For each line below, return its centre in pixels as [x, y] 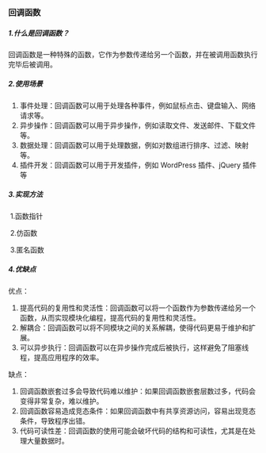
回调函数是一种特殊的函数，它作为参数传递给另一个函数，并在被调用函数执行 [133, 54]
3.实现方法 [26, 194]
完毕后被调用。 [32, 64]
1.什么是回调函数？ [39, 33]
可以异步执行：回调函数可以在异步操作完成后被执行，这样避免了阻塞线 [134, 347]
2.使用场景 [26, 84]
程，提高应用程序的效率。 [61, 357]
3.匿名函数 [27, 250]
